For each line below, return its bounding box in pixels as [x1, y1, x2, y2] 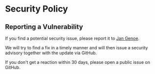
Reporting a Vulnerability [5, 23, 83, 31]
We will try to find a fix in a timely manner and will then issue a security [5, 45, 148, 50]
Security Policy [5, 3, 68, 15]
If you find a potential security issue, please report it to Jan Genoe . [5, 35, 140, 41]
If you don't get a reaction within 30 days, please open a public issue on [5, 59, 151, 65]
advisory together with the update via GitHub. [5, 50, 97, 56]
